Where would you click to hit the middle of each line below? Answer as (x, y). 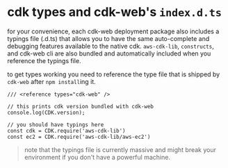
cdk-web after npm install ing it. (51, 81)
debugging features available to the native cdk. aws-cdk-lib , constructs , (111, 46)
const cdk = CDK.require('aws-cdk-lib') (67, 131)
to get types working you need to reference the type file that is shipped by (114, 74)
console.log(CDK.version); (46, 112)
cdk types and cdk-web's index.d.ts (115, 12)
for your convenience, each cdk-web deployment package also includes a (113, 31)
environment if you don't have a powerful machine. (97, 157)
